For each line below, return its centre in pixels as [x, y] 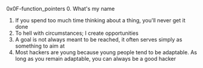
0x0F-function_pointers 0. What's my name [61, 9]
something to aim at [40, 46]
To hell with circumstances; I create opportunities [77, 33]
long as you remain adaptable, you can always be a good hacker [95, 59]
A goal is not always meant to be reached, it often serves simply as [99, 39]
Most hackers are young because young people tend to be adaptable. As [106, 52]
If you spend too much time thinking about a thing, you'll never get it [100, 20]
